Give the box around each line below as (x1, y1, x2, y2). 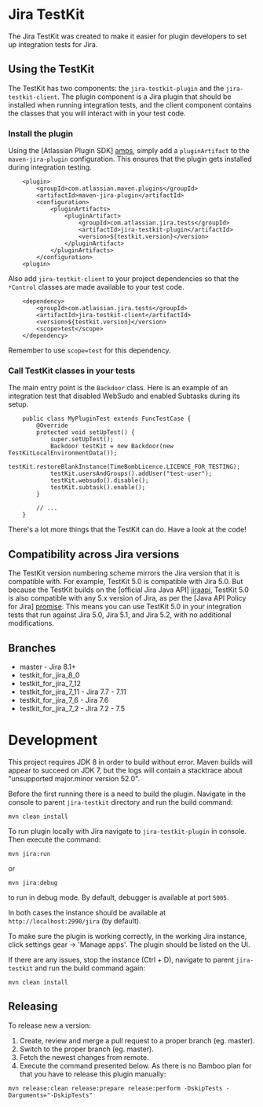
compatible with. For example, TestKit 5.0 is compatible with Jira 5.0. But (8, 577, 243, 586)
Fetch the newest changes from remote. (19, 1052, 149, 1061)
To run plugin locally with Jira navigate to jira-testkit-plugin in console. (8, 826, 247, 835)
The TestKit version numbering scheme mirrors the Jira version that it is (8, 568, 240, 578)
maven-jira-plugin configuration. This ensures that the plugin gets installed (8, 155, 253, 164)
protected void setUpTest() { (36, 429, 135, 437)
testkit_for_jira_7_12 (19, 678, 81, 688)
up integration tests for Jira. (8, 39, 98, 49)
